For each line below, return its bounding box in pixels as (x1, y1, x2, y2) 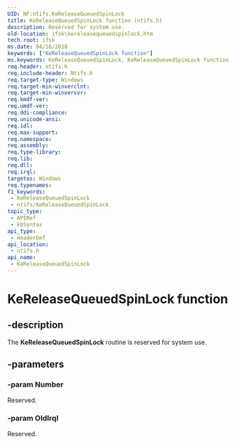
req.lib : (7, 155, 33, 163)
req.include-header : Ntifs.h (7, 69, 93, 76)
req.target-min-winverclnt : (7, 83, 90, 90)
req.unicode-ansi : (7, 115, 61, 123)
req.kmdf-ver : (7, 96, 49, 103)
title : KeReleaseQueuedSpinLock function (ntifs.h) (7, 17, 163, 24)
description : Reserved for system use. (7, 23, 125, 30)
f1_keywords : (7, 188, 46, 195)
